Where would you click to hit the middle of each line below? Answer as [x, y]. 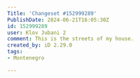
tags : [15, 52]
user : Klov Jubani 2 [37, 32]
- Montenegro [26, 58]
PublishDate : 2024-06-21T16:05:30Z [58, 20]
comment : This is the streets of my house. [71, 39]
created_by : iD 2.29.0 [40, 45]
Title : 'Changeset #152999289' [52, 13]
